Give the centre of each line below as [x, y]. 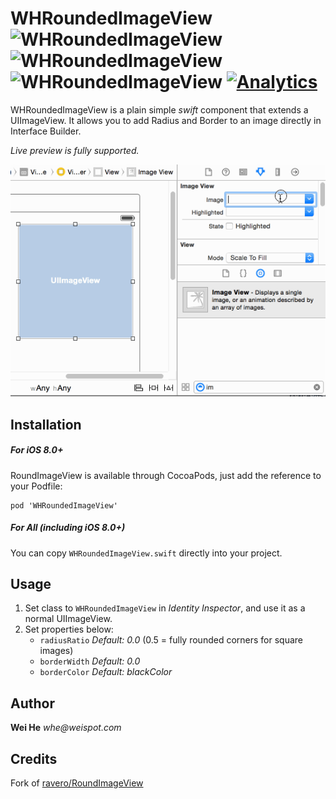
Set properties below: [69, 629]
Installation [46, 424]
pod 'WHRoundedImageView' [64, 505]
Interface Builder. [46, 131]
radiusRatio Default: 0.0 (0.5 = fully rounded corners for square [171, 640]
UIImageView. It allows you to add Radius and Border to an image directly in [166, 120]
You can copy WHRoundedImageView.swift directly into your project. [146, 553]
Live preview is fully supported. [75, 150]
